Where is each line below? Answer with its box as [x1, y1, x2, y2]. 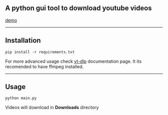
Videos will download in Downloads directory [5, 105, 99, 111]
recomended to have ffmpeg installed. [5, 63, 84, 69]
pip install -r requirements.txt [5, 49, 75, 54]
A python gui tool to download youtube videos [5, 4, 152, 12]
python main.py [5, 96, 37, 101]
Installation [5, 36, 41, 45]
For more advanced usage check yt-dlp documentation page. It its [5, 58, 141, 64]
